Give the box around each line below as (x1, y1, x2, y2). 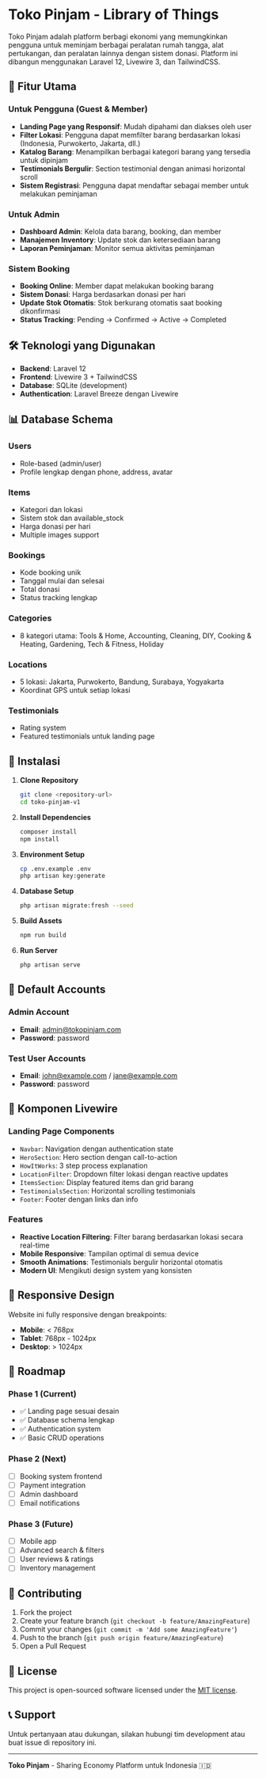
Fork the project (19, 1608, 73, 1617)
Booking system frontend (19, 1471, 103, 1481)
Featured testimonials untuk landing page (19, 731, 155, 741)
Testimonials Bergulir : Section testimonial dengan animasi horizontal (19, 164, 245, 173)
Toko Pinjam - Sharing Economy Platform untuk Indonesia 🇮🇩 (8, 1760, 212, 1770)
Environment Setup (19, 849, 85, 859)
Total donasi (19, 584, 60, 595)
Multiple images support (19, 530, 100, 540)
